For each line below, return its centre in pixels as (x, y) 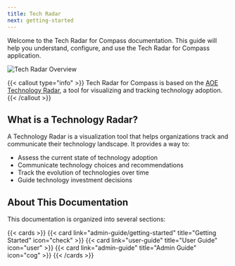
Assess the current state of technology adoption (88, 158)
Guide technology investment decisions (75, 180)
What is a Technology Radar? (73, 119)
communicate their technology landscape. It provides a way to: (99, 144)
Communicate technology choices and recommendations (101, 165)
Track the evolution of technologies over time (83, 172)
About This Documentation (68, 202)
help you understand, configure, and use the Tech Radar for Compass (108, 48)
